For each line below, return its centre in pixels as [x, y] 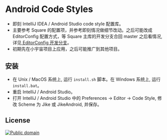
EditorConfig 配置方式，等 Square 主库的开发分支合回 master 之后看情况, [87, 36]
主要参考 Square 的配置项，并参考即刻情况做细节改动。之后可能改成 [82, 30]
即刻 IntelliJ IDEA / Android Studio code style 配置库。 [68, 24]
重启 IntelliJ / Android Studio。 [44, 92]
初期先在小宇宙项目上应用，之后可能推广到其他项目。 [67, 49]
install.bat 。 [27, 85]
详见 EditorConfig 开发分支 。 [42, 42]
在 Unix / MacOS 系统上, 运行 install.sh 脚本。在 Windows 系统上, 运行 [86, 79]
